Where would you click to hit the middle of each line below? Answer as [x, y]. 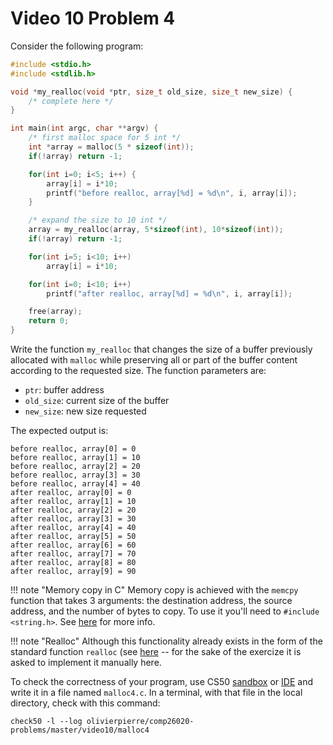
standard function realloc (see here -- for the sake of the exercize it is [156, 652]
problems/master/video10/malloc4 [80, 730]
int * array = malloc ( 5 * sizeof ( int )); [111, 147]
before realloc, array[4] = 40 [75, 484]
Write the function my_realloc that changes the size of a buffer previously [161, 349]
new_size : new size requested [85, 411]
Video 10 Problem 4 [93, 18]
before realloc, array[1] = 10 [75, 458]
